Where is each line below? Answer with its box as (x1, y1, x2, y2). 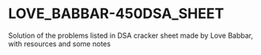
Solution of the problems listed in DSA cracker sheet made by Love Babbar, (8, 31, 253, 40)
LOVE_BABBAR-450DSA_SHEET (8, 5, 225, 23)
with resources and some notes (8, 38, 111, 48)
